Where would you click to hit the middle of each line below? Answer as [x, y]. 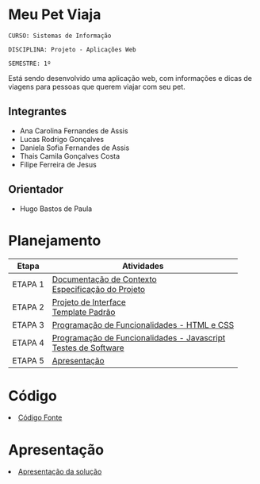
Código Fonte [40, 417]
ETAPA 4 [29, 343]
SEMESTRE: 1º [30, 63]
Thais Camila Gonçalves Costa [70, 156]
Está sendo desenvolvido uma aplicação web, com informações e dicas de [130, 78]
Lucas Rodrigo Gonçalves [62, 139]
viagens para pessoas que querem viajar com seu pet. [97, 86]
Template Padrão [84, 312]
